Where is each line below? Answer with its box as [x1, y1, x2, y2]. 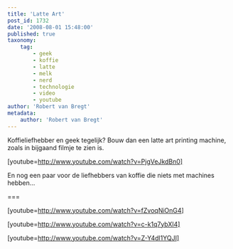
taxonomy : [7, 37, 37, 44]
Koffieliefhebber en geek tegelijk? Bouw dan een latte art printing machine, [7, 136, 227, 144]
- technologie [33, 83, 75, 90]
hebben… [7, 179, 36, 187]
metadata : [7, 110, 37, 117]
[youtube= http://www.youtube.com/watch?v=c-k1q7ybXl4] [7, 220, 180, 228]
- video [33, 90, 55, 97]
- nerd [33, 76, 53, 84]
